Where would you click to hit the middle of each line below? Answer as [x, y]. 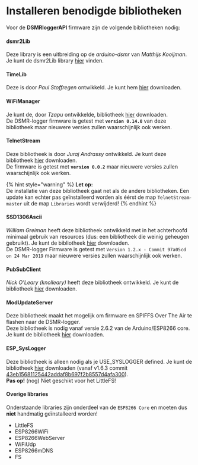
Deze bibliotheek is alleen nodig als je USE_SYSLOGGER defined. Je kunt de [99, 361]
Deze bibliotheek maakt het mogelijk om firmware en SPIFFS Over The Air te [99, 316]
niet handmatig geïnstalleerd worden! [52, 413]
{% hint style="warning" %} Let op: [49, 184]
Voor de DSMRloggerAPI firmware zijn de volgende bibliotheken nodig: [93, 27]
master [14, 204]
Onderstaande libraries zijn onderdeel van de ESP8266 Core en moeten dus [97, 407]
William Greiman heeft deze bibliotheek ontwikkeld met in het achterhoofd [97, 230]
